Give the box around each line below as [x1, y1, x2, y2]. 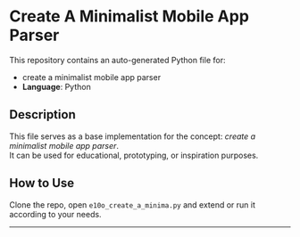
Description [9, 107, 76, 122]
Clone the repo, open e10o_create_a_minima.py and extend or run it [9, 199, 256, 210]
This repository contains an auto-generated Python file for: [9, 54, 226, 65]
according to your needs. [9, 208, 102, 219]
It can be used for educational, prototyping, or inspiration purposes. [9, 150, 259, 160]
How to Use [9, 176, 75, 191]
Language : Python [21, 81, 91, 92]
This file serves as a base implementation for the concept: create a [9, 131, 256, 142]
